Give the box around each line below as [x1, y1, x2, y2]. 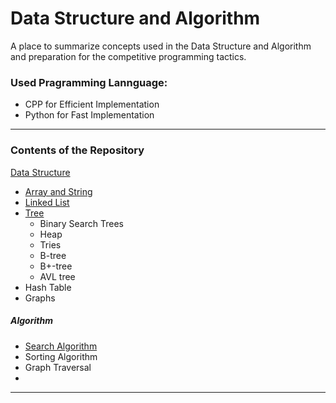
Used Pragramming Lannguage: [10, 75, 168, 89]
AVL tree [39, 270, 76, 282]
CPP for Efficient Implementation [24, 98, 160, 111]
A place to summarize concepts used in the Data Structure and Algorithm [10, 40, 312, 52]
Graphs [24, 292, 56, 304]
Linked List [24, 196, 70, 208]
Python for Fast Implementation [24, 109, 155, 121]
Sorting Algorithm [24, 350, 98, 362]
